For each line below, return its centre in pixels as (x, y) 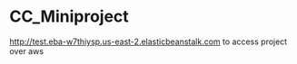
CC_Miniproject (69, 17)
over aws (26, 50)
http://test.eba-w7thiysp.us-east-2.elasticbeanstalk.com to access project (148, 41)
